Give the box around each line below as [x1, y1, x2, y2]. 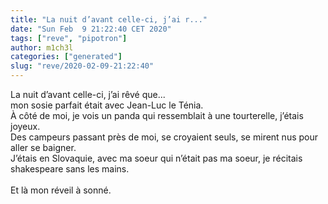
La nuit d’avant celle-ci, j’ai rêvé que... [10, 89, 166, 100]
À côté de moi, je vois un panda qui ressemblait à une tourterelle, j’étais [10, 110, 304, 121]
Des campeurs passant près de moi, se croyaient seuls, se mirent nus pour [10, 131, 319, 143]
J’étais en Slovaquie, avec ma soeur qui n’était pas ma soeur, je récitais [10, 152, 303, 164]
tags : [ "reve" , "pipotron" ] [10, 33, 128, 43]
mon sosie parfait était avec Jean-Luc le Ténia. [10, 99, 204, 111]
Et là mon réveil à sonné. [10, 184, 112, 196]
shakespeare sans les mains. [10, 163, 130, 175]
